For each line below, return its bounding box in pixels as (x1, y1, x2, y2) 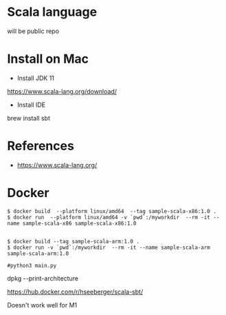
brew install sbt (7, 114, 50, 122)
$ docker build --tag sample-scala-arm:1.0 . (7, 238, 139, 245)
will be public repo (7, 27, 60, 35)
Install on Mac (7, 51, 89, 67)
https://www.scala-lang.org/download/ (7, 87, 117, 95)
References (7, 139, 74, 154)
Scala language (7, 4, 98, 20)
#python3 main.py (7, 262, 57, 269)
